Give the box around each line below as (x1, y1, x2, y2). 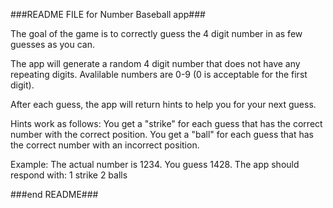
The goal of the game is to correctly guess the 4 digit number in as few (10, 28, 303, 39)
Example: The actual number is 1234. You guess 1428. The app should (10, 159, 300, 170)
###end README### (10, 189, 99, 200)
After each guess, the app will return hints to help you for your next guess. (10, 99, 317, 110)
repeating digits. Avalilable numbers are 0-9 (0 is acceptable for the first (10, 69, 308, 80)
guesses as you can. (10, 39, 95, 50)
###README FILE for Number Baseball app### (10, 9, 206, 20)
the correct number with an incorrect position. (10, 139, 200, 151)
